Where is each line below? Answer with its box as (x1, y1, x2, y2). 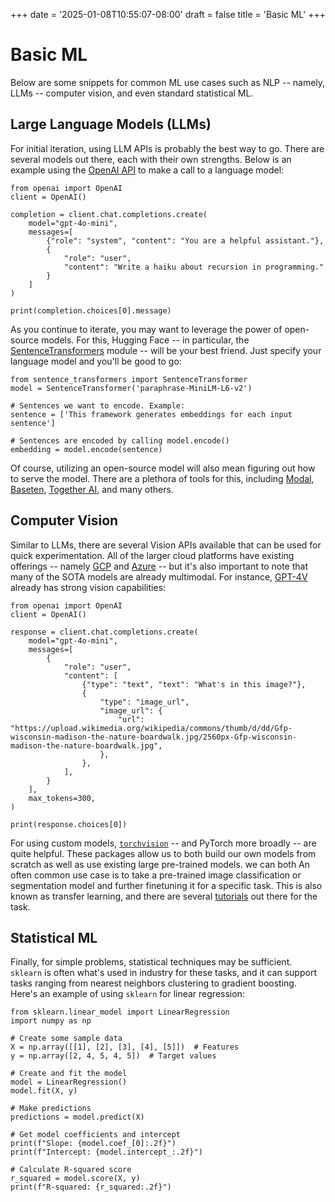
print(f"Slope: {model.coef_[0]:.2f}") (10, 1139, 177, 1149)
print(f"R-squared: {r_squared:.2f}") (10, 1182, 172, 1193)
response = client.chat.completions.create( (10, 627, 199, 637)
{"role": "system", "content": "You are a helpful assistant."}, (46, 235, 325, 246)
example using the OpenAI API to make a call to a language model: (10, 164, 285, 176)
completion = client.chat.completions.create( (10, 209, 208, 219)
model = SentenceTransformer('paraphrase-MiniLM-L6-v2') (10, 383, 253, 393)
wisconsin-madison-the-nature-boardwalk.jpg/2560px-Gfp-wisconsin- (10, 732, 298, 742)
